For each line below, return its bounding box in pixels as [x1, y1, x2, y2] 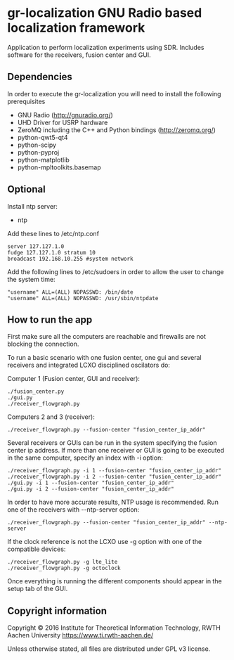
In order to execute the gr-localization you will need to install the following [7, 89, 221, 98]
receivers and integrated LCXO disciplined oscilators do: [7, 361, 171, 370]
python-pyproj [17, 148, 60, 156]
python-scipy [17, 141, 57, 149]
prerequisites [7, 97, 46, 105]
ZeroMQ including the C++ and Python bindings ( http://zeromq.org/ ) [17, 125, 216, 134]
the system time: [7, 275, 56, 283]
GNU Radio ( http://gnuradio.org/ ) [17, 110, 114, 119]
